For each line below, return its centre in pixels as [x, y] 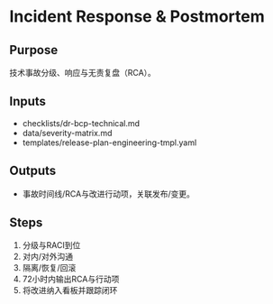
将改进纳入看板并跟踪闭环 [70, 290]
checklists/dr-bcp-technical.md [81, 123]
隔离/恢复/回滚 [49, 268]
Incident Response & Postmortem [137, 17]
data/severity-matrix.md [67, 133]
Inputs [28, 101]
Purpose [34, 50]
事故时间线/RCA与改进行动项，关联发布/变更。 [109, 193]
